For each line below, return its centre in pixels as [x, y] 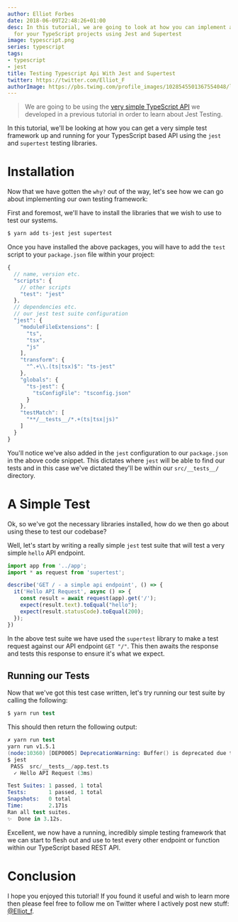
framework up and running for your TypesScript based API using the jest [114, 136]
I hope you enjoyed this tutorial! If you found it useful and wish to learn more [119, 896]
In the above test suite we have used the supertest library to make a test [113, 638]
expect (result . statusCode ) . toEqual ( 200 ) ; [82, 612]
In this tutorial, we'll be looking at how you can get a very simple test [107, 128]
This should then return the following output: [72, 727]
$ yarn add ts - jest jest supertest [60, 234]
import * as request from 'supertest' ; [66, 573]
